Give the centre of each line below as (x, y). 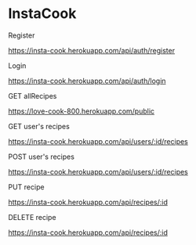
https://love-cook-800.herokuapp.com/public (82, 111)
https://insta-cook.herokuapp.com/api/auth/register (91, 50)
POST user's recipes (41, 157)
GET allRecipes (33, 95)
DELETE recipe (32, 217)
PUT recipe (26, 187)
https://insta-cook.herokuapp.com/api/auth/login (87, 81)
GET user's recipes (39, 126)
